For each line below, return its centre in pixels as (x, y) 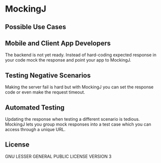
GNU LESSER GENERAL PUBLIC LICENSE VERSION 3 (58, 156)
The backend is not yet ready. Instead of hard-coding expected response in (81, 55)
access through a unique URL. (35, 130)
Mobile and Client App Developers (58, 43)
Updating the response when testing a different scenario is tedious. (72, 119)
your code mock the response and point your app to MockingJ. (68, 60)
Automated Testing (35, 107)
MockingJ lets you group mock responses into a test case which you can (78, 124)
